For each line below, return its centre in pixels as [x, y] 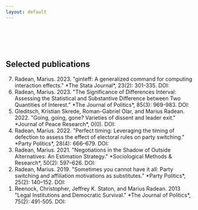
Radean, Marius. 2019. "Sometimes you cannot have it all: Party [94, 169]
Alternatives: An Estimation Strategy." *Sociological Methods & [93, 156]
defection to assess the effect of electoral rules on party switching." [99, 137]
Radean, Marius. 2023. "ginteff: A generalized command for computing [103, 79]
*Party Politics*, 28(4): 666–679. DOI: [62, 143]
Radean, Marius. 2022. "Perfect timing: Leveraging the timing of [94, 130]
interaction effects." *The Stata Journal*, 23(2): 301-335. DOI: [92, 85]
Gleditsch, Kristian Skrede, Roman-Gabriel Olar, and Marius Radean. [99, 111]
